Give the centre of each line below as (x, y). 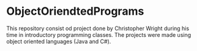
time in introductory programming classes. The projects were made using (99, 34)
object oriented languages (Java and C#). (59, 41)
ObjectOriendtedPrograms (75, 11)
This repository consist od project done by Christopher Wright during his (98, 28)
